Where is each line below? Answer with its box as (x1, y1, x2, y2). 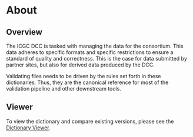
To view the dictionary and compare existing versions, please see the (6, 118, 174, 125)
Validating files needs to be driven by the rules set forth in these (6, 73, 161, 79)
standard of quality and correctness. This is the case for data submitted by (6, 55, 187, 62)
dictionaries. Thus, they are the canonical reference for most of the (6, 79, 169, 86)
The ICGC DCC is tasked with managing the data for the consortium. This (6, 42, 184, 49)
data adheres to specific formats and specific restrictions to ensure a (6, 49, 174, 56)
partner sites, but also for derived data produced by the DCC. (6, 61, 155, 68)
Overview (6, 27, 43, 37)
